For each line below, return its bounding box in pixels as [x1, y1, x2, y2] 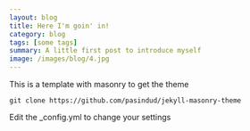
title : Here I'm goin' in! [9, 21, 110, 30]
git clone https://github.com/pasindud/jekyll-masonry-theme [9, 96, 242, 105]
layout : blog [9, 12, 58, 22]
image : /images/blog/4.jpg [9, 54, 110, 63]
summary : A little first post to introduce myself [9, 46, 202, 55]
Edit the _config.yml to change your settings [9, 112, 171, 122]
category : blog [9, 29, 66, 38]
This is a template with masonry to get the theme [9, 79, 189, 89]
